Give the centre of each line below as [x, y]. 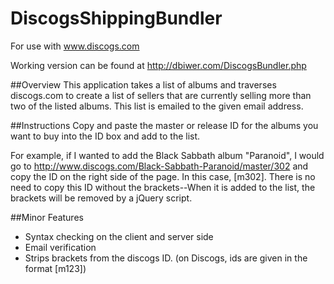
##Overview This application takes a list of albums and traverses [143, 84]
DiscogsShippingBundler [116, 18]
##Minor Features [47, 217]
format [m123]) [55, 268]
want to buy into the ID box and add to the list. [105, 136]
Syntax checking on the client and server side [119, 236]
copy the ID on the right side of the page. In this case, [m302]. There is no [163, 176]
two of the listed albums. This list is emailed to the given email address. [157, 106]
